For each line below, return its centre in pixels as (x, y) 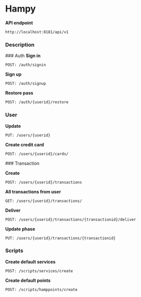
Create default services (30, 262)
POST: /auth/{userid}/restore (37, 102)
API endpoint (19, 23)
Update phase (20, 229)
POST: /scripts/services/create (39, 271)
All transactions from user (33, 191)
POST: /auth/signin (26, 65)
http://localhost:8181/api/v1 (37, 32)
